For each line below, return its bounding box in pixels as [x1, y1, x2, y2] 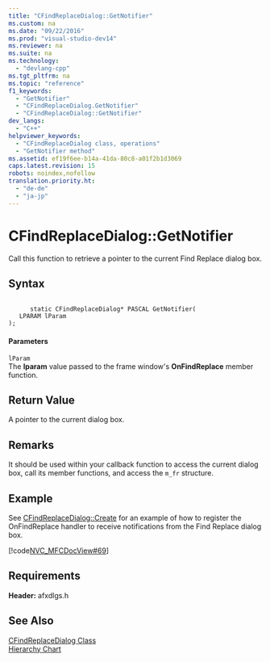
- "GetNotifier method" [15, 147, 95, 155]
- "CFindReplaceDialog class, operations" [15, 139, 160, 148]
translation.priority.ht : [8, 177, 95, 186]
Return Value [8, 393, 75, 407]
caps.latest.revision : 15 [8, 162, 95, 170]
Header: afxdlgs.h [8, 590, 69, 600]
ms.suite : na [8, 49, 52, 57]
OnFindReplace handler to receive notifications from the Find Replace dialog [8, 522, 262, 531]
